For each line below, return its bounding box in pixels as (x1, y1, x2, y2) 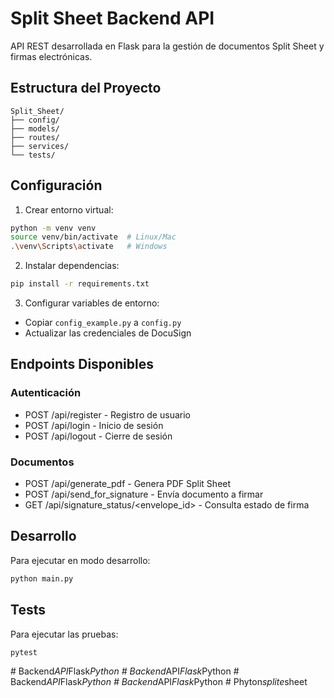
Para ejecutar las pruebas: (10, 628, 119, 640)
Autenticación (10, 386, 82, 400)
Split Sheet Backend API (10, 7, 215, 30)
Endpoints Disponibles (10, 356, 154, 373)
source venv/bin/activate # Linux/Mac (10, 232, 177, 242)
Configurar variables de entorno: (24, 297, 160, 309)
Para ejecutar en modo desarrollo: (10, 554, 151, 566)
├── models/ (10, 123, 60, 134)
